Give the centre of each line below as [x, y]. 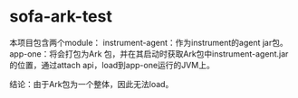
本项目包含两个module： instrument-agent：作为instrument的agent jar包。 [149, 42]
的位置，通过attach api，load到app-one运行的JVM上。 [112, 65]
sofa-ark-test [61, 17]
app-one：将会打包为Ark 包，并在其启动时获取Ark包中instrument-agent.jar [149, 53]
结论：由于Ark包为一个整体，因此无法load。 [91, 84]
